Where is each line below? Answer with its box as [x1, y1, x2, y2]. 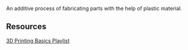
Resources [6, 22, 47, 31]
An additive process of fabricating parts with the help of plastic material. [6, 5, 182, 12]
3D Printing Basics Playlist [6, 37, 70, 44]
